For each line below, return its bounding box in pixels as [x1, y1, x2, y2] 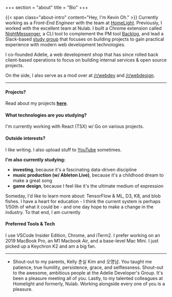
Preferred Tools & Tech [5, 221, 55, 227]
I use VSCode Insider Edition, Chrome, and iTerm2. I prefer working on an [5, 232, 160, 238]
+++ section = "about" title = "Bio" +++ [5, 5, 89, 10]
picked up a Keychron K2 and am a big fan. [5, 243, 96, 249]
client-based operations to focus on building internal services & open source [5, 57, 167, 63]
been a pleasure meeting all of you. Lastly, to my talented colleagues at [12, 275, 163, 281]
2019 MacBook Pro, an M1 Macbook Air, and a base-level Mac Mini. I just [5, 237, 159, 244]
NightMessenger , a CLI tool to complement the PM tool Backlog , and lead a [5, 31, 164, 36]
